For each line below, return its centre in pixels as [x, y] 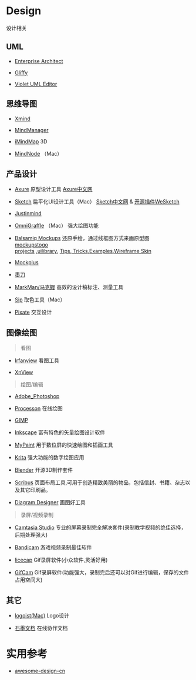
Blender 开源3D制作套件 [44, 470]
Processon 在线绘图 [38, 409]
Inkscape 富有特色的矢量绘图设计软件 [60, 432]
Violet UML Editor [36, 84]
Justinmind [28, 213]
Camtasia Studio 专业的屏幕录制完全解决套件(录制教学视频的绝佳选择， [100, 528]
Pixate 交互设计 [33, 312]
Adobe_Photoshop [37, 396]
